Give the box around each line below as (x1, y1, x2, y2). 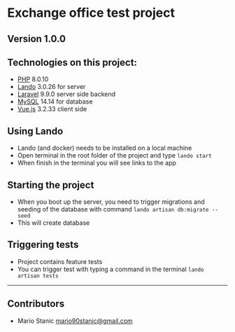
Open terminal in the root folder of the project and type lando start (17, 151, 212, 160)
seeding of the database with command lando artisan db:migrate (17, 205, 209, 214)
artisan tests (17, 272, 59, 279)
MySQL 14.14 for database (17, 97, 93, 106)
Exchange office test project (7, 5, 175, 21)
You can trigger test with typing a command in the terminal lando (17, 265, 204, 273)
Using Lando (7, 125, 64, 137)
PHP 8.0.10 (17, 75, 49, 83)
